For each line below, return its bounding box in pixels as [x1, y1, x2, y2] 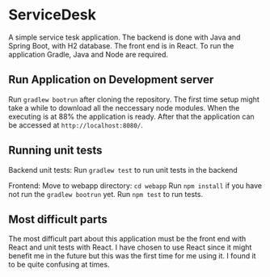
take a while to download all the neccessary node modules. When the [8, 103, 240, 112]
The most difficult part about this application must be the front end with [8, 234, 247, 244]
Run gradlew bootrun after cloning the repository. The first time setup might [8, 94, 260, 104]
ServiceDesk [8, 6, 97, 24]
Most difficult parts [8, 212, 108, 226]
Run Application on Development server [8, 73, 214, 86]
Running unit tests [8, 144, 103, 157]
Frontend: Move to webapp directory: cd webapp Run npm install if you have [8, 180, 263, 191]
